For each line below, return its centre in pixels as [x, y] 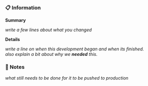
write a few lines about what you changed [49, 30]
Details [13, 40]
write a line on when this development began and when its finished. [75, 49]
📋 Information [23, 7]
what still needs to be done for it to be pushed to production [67, 78]
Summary [15, 20]
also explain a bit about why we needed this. [51, 54]
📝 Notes [15, 67]
